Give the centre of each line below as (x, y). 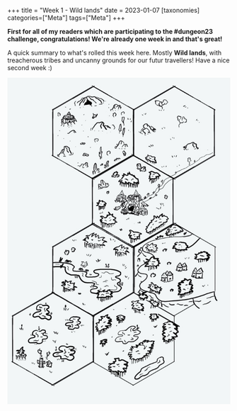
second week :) (30, 68)
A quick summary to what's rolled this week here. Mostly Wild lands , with (115, 53)
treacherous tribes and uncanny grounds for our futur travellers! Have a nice (118, 60)
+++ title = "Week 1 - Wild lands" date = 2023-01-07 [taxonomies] (104, 10)
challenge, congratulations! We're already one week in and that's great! (115, 39)
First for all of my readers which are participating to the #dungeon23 (110, 32)
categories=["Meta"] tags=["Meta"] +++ (66, 18)
